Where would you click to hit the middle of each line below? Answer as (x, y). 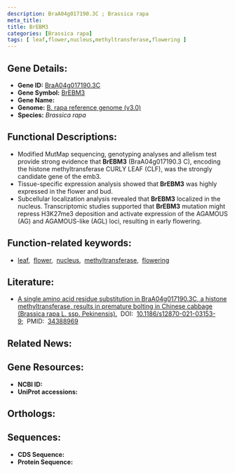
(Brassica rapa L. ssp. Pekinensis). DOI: (75, 314)
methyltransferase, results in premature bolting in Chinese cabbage (115, 307)
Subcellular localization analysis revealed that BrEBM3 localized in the (119, 199)
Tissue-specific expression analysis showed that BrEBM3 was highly (117, 184)
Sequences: (34, 438)
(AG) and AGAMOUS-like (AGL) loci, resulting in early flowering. (109, 221)
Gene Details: (38, 68)
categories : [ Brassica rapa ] (50, 33)
